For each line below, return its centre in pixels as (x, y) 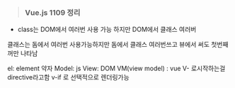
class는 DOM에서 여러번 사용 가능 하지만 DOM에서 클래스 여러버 (107, 29)
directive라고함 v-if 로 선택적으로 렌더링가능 (68, 77)
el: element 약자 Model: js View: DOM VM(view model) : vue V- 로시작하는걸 (116, 68)
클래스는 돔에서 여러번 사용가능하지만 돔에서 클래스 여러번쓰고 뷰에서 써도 (109, 45)
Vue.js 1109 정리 (52, 12)
